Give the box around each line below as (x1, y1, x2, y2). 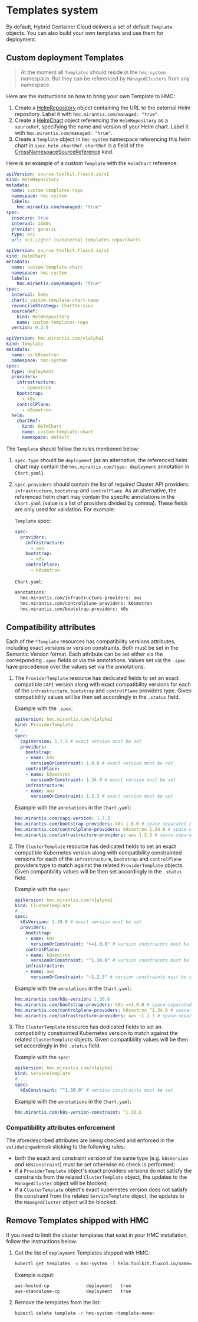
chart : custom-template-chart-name (11, 297, 99, 303)
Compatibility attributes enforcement (6, 1123, 115, 1131)
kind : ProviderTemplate (14, 722, 74, 728)
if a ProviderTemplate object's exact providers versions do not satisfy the (14, 1167, 192, 1174)
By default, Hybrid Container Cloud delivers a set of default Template (6, 23, 173, 30)
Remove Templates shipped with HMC (6, 1215, 149, 1226)
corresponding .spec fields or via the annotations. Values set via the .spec (6, 657, 186, 664)
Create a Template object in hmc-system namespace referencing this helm (14, 136, 192, 143)
